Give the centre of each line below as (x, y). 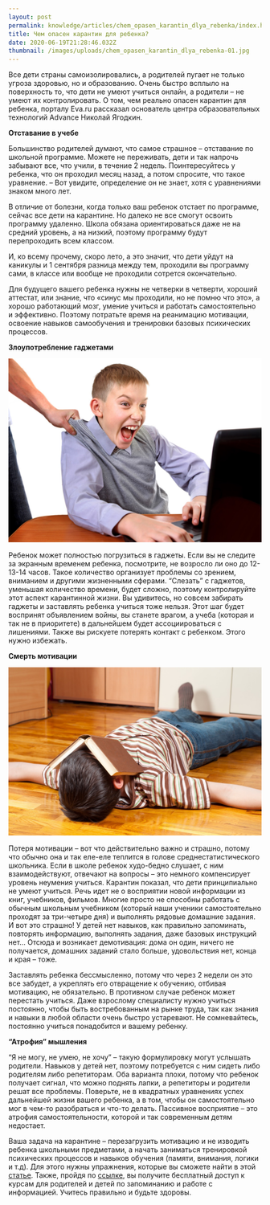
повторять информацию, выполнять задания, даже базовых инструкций (133, 933)
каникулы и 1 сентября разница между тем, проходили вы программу (129, 265)
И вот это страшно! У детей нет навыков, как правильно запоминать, (127, 925)
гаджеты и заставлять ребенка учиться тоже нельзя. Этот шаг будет (127, 607)
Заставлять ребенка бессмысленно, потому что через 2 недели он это (131, 975)
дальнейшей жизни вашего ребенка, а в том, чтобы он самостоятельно (131, 1100)
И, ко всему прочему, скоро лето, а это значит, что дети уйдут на (121, 256)
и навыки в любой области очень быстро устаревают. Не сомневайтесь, (133, 1017)
